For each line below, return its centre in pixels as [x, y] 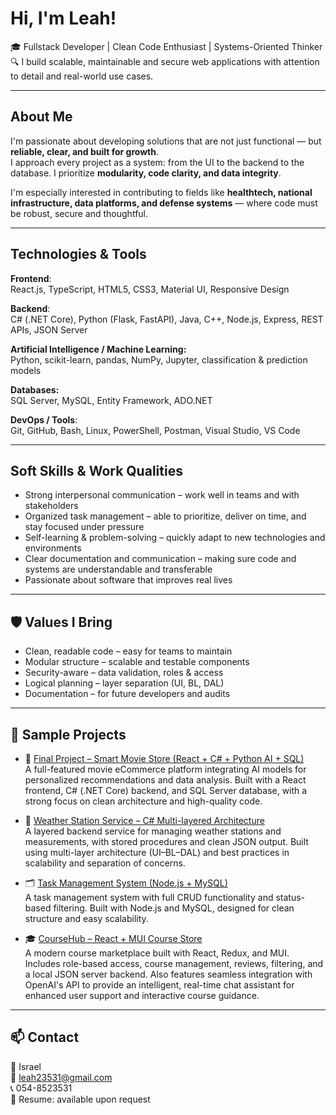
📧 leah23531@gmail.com [61, 1077]
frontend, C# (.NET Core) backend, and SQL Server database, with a [166, 790]
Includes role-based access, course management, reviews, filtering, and [174, 963]
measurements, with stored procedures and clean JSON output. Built [166, 841]
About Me [41, 117]
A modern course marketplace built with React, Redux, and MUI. [157, 953]
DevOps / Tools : [44, 419]
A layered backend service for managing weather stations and [153, 831]
